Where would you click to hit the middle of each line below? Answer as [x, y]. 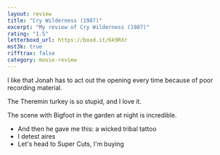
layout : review [30, 14]
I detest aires [36, 136]
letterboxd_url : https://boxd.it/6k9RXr [68, 40]
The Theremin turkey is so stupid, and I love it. [75, 101]
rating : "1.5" [28, 34]
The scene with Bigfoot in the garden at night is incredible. [92, 115]
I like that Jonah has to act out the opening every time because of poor [110, 80]
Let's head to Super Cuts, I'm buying [71, 144]
